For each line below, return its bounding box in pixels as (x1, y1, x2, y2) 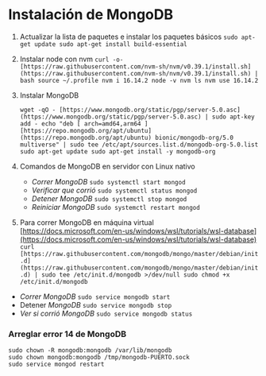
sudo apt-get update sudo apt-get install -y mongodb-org (19, 147, 216, 156)
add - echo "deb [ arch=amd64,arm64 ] (19, 119, 148, 128)
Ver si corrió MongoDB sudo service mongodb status (19, 308, 193, 318)
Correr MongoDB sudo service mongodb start (19, 292, 171, 301)
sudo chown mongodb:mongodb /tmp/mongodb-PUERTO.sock (8, 354, 191, 362)
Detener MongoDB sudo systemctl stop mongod (31, 193, 187, 204)
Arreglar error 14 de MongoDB (8, 328, 127, 339)
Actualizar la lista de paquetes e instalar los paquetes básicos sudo (19, 32, 238, 41)
